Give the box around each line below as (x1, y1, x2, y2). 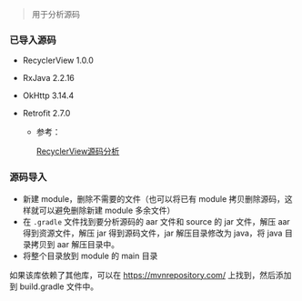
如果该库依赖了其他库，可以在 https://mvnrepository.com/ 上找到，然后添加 (9, 269, 292, 280)
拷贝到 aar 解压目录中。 (30, 238, 120, 249)
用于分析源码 (31, 9, 80, 19)
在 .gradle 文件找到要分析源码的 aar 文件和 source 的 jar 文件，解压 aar (22, 216, 291, 226)
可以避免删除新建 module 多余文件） (38, 205, 176, 216)
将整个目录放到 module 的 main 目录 (22, 250, 158, 261)
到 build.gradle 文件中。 (9, 281, 98, 292)
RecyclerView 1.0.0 (22, 55, 94, 66)
